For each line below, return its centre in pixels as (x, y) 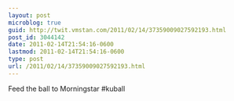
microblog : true (35, 23)
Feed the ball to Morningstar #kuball (67, 88)
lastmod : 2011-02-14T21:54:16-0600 (66, 52)
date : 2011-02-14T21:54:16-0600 (61, 45)
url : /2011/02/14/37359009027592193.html (77, 67)
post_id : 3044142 (37, 37)
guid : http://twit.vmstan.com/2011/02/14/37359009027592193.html (117, 30)
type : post (26, 60)
